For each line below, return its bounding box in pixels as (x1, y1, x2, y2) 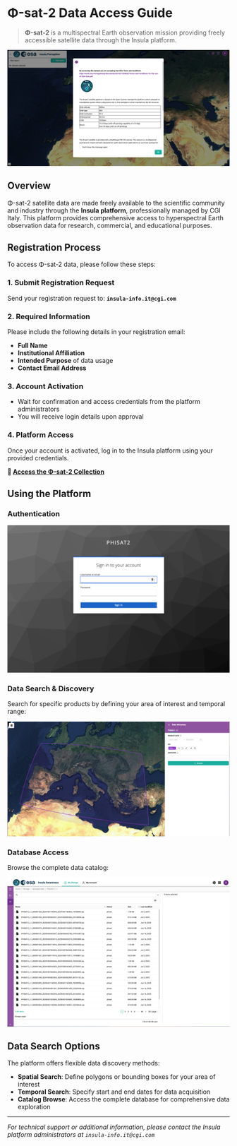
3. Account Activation (7, 381, 84, 391)
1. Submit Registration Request (7, 277, 115, 287)
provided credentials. (7, 453, 69, 462)
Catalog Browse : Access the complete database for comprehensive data (17, 1095, 230, 1104)
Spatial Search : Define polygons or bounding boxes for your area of (17, 1073, 216, 1081)
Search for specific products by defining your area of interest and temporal (7, 700, 226, 708)
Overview (7, 180, 51, 192)
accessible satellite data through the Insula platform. (24, 35, 177, 44)
